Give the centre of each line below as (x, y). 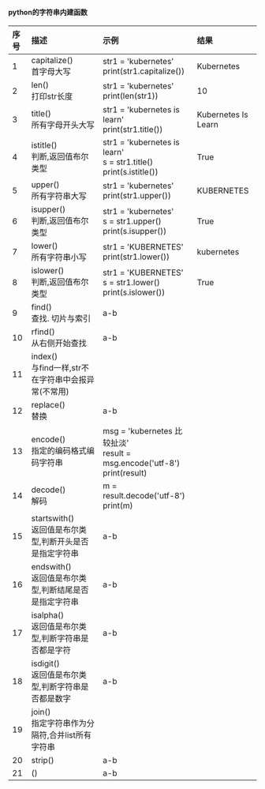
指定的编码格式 (59, 451)
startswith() (53, 519)
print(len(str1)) (131, 96)
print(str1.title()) (132, 130)
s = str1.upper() (132, 221)
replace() (48, 405)
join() (41, 712)
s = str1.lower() (131, 283)
